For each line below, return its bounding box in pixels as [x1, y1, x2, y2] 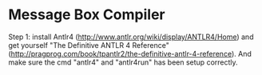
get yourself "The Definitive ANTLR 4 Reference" [8, 40, 169, 49]
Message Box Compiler [8, 6, 165, 24]
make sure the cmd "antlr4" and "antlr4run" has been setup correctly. [8, 57, 238, 67]
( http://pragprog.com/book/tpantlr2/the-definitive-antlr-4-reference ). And [8, 49, 252, 58]
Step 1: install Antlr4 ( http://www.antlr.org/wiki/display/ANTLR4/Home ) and [8, 32, 254, 41]
